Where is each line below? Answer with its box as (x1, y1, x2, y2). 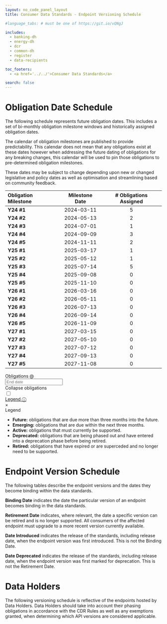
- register (9, 53, 32, 58)
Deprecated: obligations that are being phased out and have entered (12, 433, 154, 439)
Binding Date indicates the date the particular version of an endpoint (5, 497, 146, 503)
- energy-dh (9, 39, 35, 44)
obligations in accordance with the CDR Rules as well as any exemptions (5, 608, 154, 614)
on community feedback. (5, 180, 57, 186)
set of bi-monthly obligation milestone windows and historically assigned (5, 124, 155, 130)
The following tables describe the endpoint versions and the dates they (5, 482, 151, 488)
